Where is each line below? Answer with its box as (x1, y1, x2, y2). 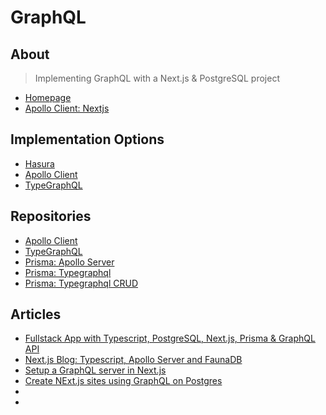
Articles (10, 306, 62, 323)
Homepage (24, 92, 72, 103)
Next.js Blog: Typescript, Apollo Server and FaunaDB (24, 354, 243, 366)
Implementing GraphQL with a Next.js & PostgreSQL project (34, 72, 280, 84)
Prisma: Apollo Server (24, 256, 115, 268)
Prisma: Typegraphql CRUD (24, 277, 139, 289)
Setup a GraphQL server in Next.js (24, 364, 167, 376)
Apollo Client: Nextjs (24, 102, 110, 114)
